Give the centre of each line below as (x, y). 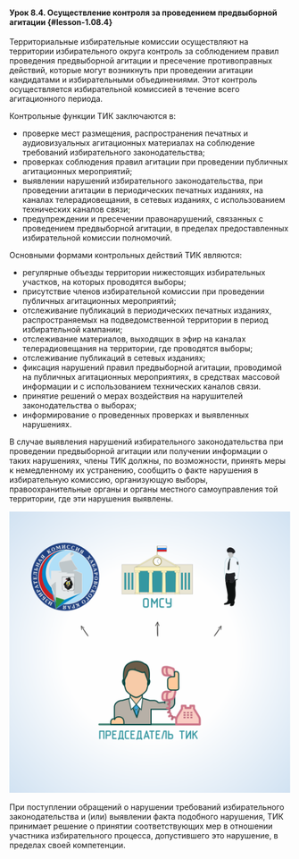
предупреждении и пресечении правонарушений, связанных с (143, 219)
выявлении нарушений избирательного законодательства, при (142, 181)
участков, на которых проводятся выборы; (104, 282)
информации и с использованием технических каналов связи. (141, 387)
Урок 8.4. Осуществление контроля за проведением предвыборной (144, 13)
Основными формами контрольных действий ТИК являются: (126, 256)
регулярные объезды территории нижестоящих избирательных (144, 273)
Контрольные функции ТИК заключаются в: (93, 116)
